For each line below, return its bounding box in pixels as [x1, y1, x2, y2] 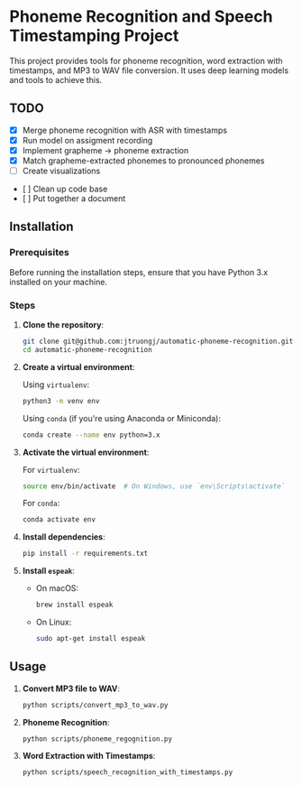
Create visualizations [22, 165, 101, 176]
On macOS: [35, 583, 79, 594]
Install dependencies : [22, 532, 105, 542]
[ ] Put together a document [22, 193, 126, 204]
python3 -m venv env [22, 396, 100, 405]
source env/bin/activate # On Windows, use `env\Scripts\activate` [22, 481, 286, 491]
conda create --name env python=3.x [22, 430, 160, 439]
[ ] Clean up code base [22, 183, 108, 195]
